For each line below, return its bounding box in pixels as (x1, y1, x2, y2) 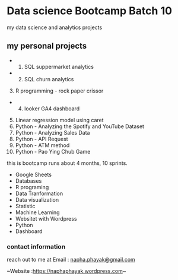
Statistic (15, 202, 36, 209)
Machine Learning (15, 209, 60, 216)
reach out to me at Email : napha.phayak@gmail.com (7, 256, 135, 263)
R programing (15, 183, 49, 190)
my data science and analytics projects (7, 24, 103, 31)
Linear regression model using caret (15, 116, 104, 123)
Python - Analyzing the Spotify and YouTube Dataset (15, 123, 145, 130)
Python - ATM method (15, 141, 70, 149)
